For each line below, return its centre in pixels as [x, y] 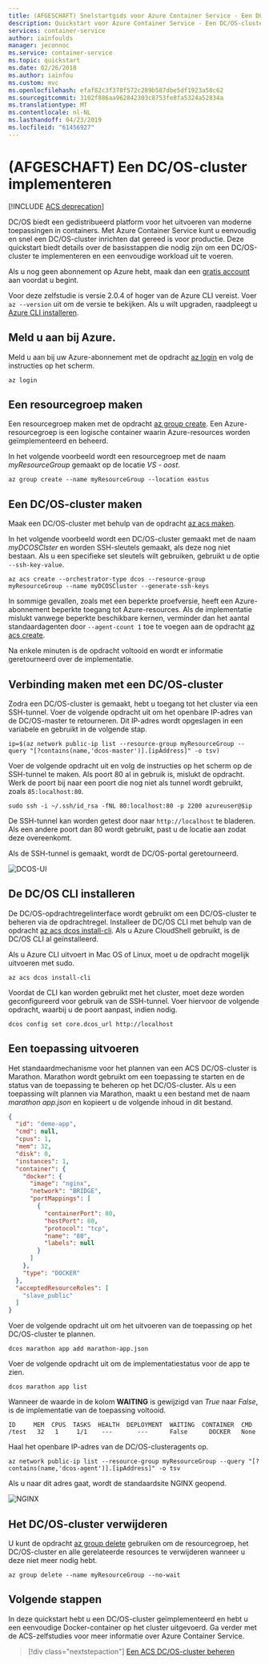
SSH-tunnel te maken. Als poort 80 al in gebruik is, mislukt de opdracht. [126, 774]
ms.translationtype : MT [48, 105]
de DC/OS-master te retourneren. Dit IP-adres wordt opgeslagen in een [126, 720]
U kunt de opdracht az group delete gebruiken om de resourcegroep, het [128, 1543]
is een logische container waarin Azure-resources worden [155, 433]
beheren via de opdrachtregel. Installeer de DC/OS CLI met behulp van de [130, 921]
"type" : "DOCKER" [52, 1273]
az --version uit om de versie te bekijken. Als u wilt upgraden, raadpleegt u [133, 304]
